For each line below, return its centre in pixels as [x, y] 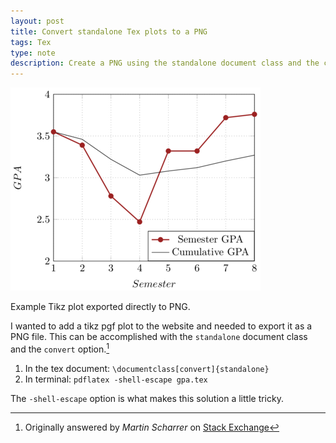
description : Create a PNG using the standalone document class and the [165, 63]
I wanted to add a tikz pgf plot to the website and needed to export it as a [161, 326]
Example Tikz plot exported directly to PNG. [100, 307]
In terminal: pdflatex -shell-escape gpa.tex [116, 379]
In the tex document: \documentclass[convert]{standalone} [147, 368]
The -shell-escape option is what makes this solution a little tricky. [147, 398]
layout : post [37, 21]
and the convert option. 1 [60, 348]
